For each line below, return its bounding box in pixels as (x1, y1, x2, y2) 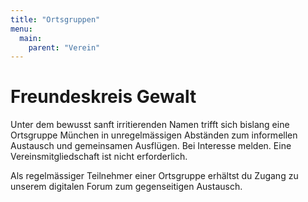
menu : (10, 24, 33, 34)
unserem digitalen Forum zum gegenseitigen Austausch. (10, 181, 243, 193)
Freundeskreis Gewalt (10, 86, 197, 108)
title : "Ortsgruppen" (10, 14, 101, 25)
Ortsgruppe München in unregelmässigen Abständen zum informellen (10, 129, 298, 141)
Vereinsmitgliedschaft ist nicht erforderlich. (10, 151, 188, 163)
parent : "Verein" (28, 42, 101, 53)
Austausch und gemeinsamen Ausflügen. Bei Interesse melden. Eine (10, 140, 292, 152)
